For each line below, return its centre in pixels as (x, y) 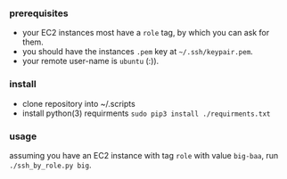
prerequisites (39, 13)
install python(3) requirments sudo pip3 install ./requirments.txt (146, 113)
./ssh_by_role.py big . (50, 165)
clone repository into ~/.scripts (78, 103)
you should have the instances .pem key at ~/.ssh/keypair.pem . (138, 52)
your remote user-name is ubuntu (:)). (90, 61)
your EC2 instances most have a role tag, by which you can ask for (146, 33)
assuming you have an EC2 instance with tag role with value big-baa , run (144, 155)
